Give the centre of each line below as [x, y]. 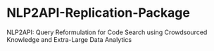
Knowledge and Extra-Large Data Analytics [69, 39]
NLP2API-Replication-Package [99, 13]
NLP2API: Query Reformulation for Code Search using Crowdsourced [107, 32]
